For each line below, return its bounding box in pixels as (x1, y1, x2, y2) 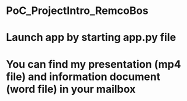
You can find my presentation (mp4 (6, 57, 181, 71)
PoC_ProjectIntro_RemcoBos (6, 4, 149, 18)
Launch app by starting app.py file (6, 31, 176, 44)
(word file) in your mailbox (6, 82, 136, 96)
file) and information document (6, 70, 161, 83)
